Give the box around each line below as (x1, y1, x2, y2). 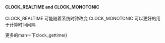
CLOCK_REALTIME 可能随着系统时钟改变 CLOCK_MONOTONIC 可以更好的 (5, 15, 157, 22)
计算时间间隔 (9, 22, 36, 28)
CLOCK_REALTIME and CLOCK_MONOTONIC (5, 4, 100, 10)
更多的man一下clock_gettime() (5, 32, 68, 38)
